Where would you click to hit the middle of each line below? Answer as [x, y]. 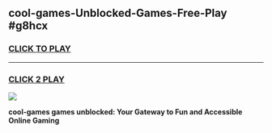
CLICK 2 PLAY [36, 79]
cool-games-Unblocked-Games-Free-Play [118, 13]
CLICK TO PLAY [40, 49]
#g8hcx [28, 26]
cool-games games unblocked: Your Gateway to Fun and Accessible [125, 111]
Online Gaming [34, 120]
